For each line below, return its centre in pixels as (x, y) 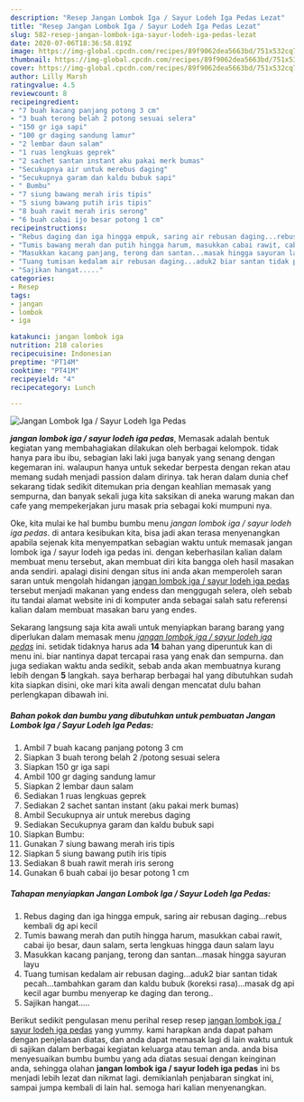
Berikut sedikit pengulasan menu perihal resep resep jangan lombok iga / (146, 1021)
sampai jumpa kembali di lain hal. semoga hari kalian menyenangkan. (138, 1088)
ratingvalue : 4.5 (43, 85)
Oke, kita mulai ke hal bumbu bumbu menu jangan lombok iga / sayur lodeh (151, 523)
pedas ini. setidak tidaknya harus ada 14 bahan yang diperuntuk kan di (142, 647)
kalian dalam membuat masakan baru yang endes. (104, 610)
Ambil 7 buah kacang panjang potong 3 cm (103, 748)
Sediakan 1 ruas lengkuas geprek (85, 796)
